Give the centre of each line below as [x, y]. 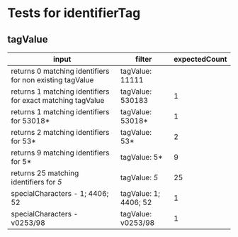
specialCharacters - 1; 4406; [60, 193]
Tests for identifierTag [74, 13]
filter [143, 59]
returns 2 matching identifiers [60, 132]
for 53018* [30, 121]
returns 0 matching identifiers [60, 71]
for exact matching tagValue [58, 100]
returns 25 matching [45, 173]
